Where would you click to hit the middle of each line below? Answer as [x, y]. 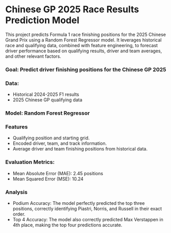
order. [19, 214]
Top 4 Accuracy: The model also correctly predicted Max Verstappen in [88, 219]
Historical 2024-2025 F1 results [46, 94]
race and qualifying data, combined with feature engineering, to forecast [82, 45]
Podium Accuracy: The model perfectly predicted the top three [79, 203]
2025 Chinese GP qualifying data [47, 100]
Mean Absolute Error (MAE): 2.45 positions [58, 173]
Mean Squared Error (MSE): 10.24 [48, 179]
